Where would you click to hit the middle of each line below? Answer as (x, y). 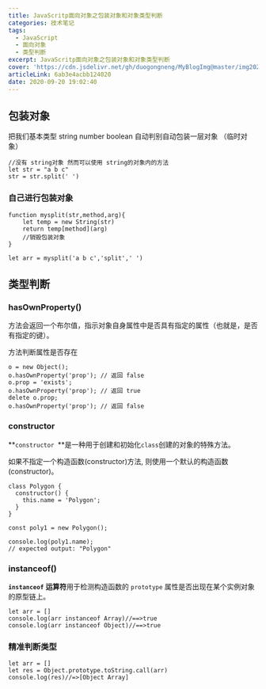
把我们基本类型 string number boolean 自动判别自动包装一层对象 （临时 (125, 136)
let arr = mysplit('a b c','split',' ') (76, 258)
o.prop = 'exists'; (40, 383)
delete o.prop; (33, 398)
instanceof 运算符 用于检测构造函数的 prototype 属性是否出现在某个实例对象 (131, 586)
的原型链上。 (29, 596)
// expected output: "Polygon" (60, 548)
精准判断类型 (33, 646)
